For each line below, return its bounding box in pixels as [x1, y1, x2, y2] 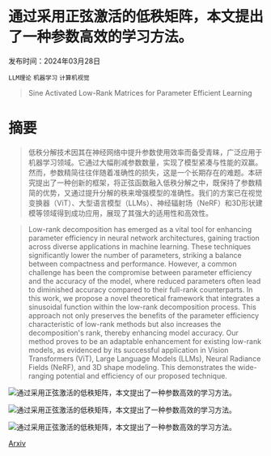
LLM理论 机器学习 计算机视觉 [8, 74, 91, 82]
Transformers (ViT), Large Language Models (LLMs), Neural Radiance [28, 354, 261, 364]
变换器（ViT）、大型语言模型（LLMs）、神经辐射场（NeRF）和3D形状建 [28, 198, 263, 208]
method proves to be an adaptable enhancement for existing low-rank [28, 336, 261, 346]
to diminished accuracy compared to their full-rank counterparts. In [28, 285, 253, 295]
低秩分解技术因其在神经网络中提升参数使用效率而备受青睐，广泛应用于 [28, 147, 263, 157]
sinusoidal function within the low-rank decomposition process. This [28, 302, 256, 312]
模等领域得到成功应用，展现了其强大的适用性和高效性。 [28, 208, 213, 217]
